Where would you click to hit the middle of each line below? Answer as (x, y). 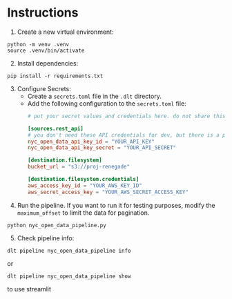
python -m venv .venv (38, 44)
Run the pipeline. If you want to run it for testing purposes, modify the (116, 205)
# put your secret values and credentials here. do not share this (126, 116)
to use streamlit (29, 289)
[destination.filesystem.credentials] (83, 180)
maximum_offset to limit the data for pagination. (83, 213)
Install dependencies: (48, 63)
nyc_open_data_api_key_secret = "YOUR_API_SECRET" (102, 148)
